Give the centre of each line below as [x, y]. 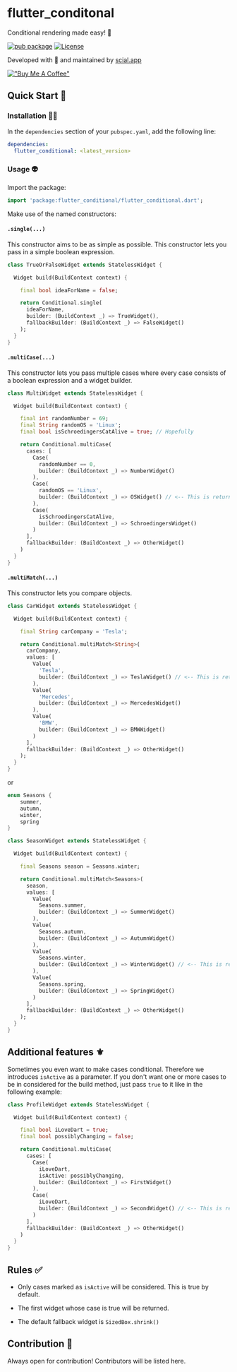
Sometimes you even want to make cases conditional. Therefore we [106, 1069]
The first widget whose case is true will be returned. [93, 1308]
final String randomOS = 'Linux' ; [71, 425]
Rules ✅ [25, 1270]
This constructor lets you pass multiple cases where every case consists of [117, 373]
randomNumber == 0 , [67, 464]
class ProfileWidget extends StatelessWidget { [79, 1104]
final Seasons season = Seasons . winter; [80, 866]
